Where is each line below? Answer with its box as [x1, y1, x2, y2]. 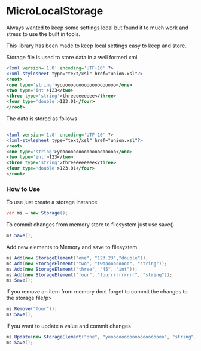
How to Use [6, 184, 41, 193]
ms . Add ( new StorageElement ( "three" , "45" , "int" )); [6, 266, 138, 272]
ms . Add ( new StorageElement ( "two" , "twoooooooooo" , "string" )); [6, 261, 167, 267]
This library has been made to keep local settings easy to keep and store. [6, 42, 187, 49]
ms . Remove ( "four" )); [6, 306, 58, 312]
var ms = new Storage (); [6, 210, 68, 216]
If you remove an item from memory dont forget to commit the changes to [6, 288, 188, 295]
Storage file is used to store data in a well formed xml [6, 53, 138, 60]
